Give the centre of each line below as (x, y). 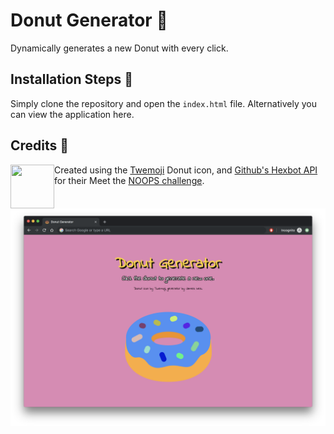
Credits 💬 (40, 145)
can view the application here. (72, 114)
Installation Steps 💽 (72, 79)
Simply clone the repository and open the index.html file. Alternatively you (163, 103)
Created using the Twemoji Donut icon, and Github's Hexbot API (186, 170)
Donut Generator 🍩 (89, 20)
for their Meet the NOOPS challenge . (129, 180)
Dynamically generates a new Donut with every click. (119, 48)
